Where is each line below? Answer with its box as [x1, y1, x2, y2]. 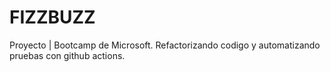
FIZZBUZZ [9, 6, 96, 29]
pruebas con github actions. [9, 49, 126, 61]
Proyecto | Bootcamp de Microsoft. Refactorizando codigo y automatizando [9, 39, 321, 51]
